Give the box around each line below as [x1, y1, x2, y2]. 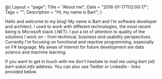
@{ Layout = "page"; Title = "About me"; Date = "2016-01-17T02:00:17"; [5, 4, 149, 10]
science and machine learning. [5, 49, 67, 55]
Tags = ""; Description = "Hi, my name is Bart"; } [5, 9, 102, 15]
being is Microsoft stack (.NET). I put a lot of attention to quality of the [5, 29, 145, 34]
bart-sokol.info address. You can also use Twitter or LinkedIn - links [5, 64, 141, 69]
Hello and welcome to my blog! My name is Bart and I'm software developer [5, 19, 157, 24]
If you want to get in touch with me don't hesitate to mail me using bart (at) [5, 59, 155, 64]
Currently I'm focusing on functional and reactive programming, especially [5, 39, 154, 45]
